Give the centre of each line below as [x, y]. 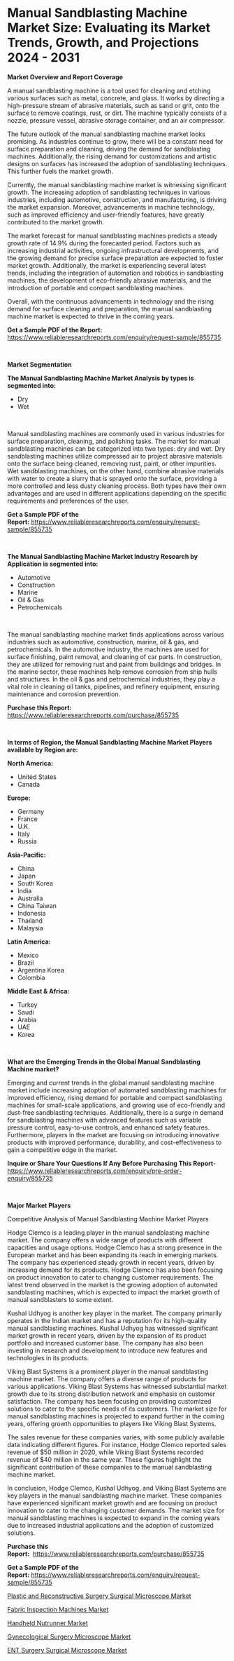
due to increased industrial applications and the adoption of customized [111, 1525]
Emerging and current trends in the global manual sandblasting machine [111, 1083]
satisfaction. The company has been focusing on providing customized [109, 1401]
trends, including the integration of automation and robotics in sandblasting [115, 273]
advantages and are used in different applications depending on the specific [117, 493]
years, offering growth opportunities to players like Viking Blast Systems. [112, 1423]
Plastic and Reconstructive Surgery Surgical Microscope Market [99, 1596]
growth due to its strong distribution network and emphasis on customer [111, 1394]
